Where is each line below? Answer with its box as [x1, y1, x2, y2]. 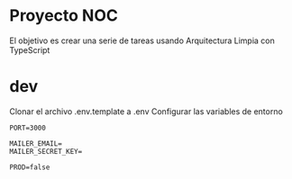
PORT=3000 [9, 123, 47, 132]
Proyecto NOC [9, 5, 119, 26]
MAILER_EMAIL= [9, 139, 63, 148]
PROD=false [9, 163, 50, 172]
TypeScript [9, 44, 50, 55]
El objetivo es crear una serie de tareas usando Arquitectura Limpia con [9, 35, 275, 46]
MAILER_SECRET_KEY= [9, 147, 83, 156]
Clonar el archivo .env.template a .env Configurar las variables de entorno [9, 105, 284, 117]
